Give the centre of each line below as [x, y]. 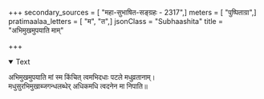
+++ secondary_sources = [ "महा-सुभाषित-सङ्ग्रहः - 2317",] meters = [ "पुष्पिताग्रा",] [132, 12]
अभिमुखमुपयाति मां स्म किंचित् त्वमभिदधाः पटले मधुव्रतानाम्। [82, 77]
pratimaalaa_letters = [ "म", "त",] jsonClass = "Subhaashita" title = [116, 21]
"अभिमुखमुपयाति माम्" [36, 30]
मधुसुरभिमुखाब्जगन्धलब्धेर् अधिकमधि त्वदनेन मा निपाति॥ [78, 86]
